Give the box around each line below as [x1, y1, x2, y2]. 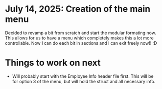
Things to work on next [5, 57, 101, 69]
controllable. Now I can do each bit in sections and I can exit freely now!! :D [5, 40, 158, 46]
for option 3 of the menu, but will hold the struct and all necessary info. [12, 78, 156, 84]
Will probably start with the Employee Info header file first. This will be [12, 73, 154, 79]
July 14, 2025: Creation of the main [5, 3, 151, 15]
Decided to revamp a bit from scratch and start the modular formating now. [5, 30, 157, 36]
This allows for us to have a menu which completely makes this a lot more [5, 35, 154, 41]
